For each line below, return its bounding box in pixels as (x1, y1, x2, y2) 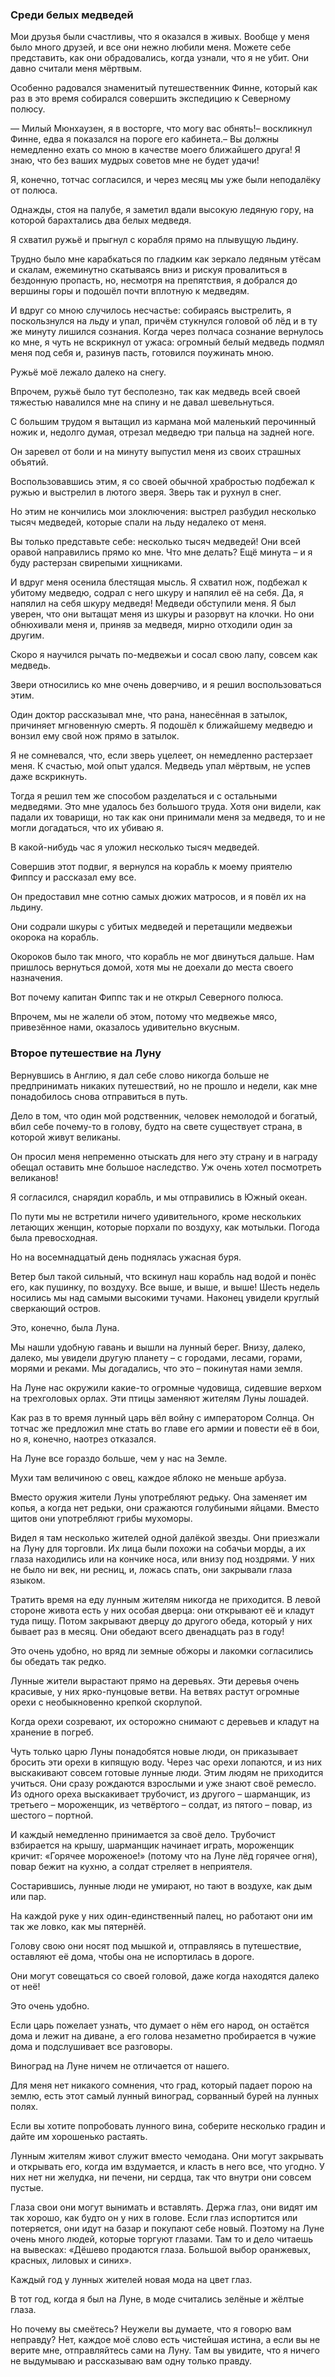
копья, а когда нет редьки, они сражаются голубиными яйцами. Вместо (10, 1501, 320, 1513)
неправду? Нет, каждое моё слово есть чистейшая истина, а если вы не (10, 2333, 321, 2345)
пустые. (10, 2181, 44, 2193)
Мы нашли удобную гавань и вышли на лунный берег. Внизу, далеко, (10, 1341, 306, 1353)
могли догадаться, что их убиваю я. (10, 822, 165, 834)
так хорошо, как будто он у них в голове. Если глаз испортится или (10, 2211, 298, 2223)
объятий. (10, 456, 49, 468)
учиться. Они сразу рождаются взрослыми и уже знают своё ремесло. (10, 1777, 317, 1789)
